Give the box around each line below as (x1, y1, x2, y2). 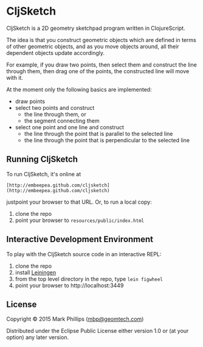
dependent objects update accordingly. (6, 49, 105, 56)
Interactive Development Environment (6, 234, 154, 245)
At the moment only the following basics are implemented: (6, 85, 152, 93)
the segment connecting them (24, 117, 100, 124)
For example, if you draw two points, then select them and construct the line (6, 61, 198, 68)
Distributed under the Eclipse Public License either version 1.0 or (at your (6, 327, 189, 335)
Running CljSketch (6, 154, 78, 165)
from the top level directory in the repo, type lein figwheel (15, 275, 163, 282)
